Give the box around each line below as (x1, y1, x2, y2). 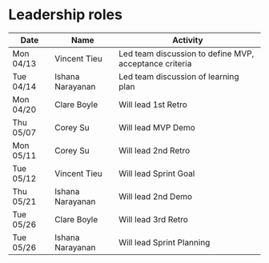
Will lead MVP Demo (118, 122, 196, 133)
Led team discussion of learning (118, 70, 239, 82)
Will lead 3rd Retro (118, 213, 188, 225)
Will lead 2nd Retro (118, 145, 191, 156)
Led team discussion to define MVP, (118, 48, 255, 59)
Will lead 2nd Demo (118, 190, 193, 201)
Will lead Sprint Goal (118, 168, 195, 179)
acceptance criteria (118, 58, 192, 69)
